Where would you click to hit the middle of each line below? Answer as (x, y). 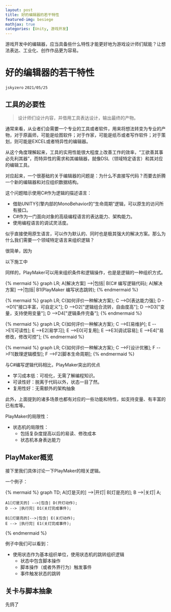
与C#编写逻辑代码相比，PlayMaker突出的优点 (53, 365)
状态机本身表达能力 (40, 440)
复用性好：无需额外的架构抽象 (44, 388)
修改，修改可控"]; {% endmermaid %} (45, 337)
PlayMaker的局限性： (27, 416)
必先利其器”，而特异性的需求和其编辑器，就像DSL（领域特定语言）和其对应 (84, 158)
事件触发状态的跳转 (40, 573)
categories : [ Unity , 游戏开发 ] (37, 29)
